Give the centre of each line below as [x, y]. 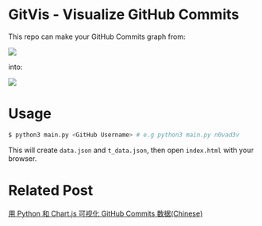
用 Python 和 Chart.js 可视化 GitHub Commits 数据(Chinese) [106, 213]
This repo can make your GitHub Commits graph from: [97, 36]
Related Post [51, 190]
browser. [23, 158]
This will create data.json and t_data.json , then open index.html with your [131, 150]
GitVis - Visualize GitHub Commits [124, 15]
